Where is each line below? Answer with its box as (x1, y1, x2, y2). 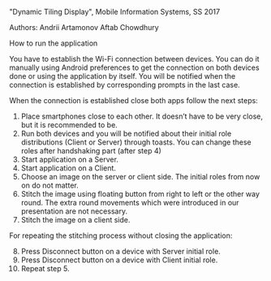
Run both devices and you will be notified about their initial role (20, 129, 232, 138)
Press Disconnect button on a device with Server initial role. (20, 247, 222, 256)
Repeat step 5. (20, 264, 70, 273)
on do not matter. (20, 180, 80, 190)
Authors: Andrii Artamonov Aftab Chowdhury (9, 23, 159, 32)
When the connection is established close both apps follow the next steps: (9, 96, 258, 105)
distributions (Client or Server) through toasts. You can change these (20, 137, 252, 147)
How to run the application (9, 38, 98, 48)
